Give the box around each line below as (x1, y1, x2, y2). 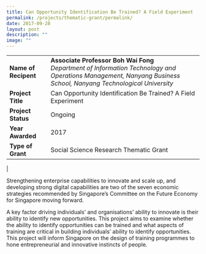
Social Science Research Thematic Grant (50, 146, 169, 154)
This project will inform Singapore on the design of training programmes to (6, 234, 195, 242)
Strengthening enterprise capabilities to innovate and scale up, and (6, 177, 176, 184)
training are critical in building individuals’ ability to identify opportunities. (6, 228, 191, 235)
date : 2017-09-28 (6, 20, 51, 26)
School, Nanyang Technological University (50, 79, 174, 88)
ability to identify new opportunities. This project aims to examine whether (6, 215, 194, 222)
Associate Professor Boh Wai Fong (50, 56, 154, 64)
